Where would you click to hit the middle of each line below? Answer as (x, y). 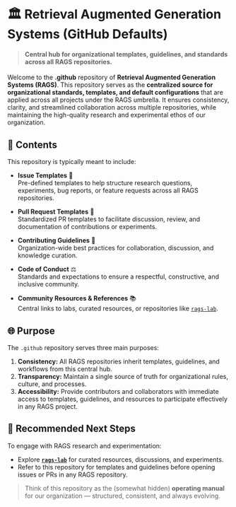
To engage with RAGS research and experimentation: (84, 445)
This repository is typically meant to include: (72, 162)
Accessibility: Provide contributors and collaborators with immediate (118, 392)
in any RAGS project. (47, 407)
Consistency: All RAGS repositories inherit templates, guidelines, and (119, 361)
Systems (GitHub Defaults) (88, 34)
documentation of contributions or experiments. (87, 227)
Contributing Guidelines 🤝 (57, 240)
